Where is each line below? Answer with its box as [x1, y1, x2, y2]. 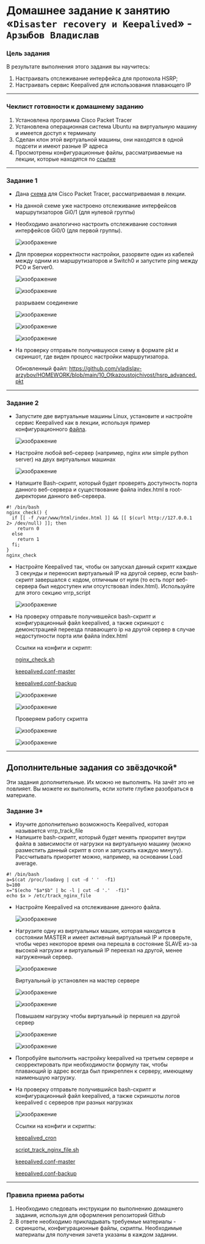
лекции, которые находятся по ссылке [15, 155, 116, 163]
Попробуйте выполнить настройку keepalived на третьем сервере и [15, 1054, 194, 1062]
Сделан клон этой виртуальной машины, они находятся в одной [15, 136, 184, 143]
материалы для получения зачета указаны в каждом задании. [15, 1231, 178, 1238]
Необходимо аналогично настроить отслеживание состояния [15, 221, 177, 228]
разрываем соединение [15, 299, 78, 306]
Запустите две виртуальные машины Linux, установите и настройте [15, 413, 193, 420]
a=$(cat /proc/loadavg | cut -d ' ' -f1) [6, 877, 116, 883]
